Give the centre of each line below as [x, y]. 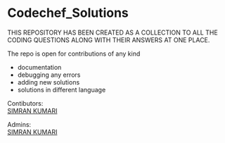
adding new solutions [49, 82]
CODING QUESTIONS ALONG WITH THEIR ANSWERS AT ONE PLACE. [109, 39]
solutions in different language [62, 89]
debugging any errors [49, 75]
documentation [39, 67]
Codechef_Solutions [68, 13]
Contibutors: [25, 103]
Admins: [19, 124]
